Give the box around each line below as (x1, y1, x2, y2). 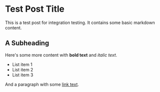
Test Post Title (5, 3, 65, 15)
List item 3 (12, 72, 33, 78)
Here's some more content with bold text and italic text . (5, 52, 118, 58)
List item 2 (12, 67, 33, 72)
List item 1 (12, 61, 33, 67)
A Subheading (5, 39, 49, 47)
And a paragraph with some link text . (5, 81, 79, 87)
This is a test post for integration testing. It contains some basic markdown (5, 20, 155, 25)
